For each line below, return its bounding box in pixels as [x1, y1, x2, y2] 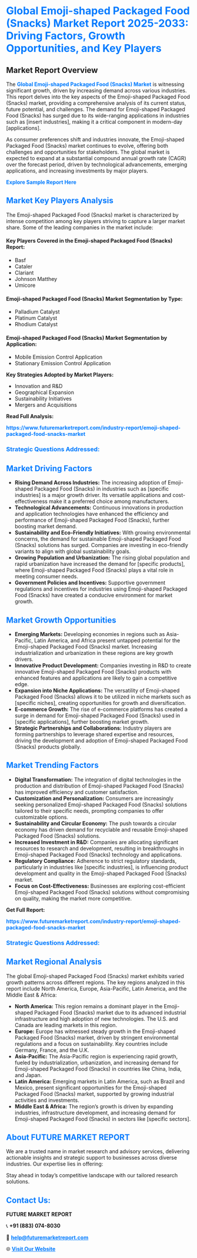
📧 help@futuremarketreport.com [6, 1234, 89, 1241]
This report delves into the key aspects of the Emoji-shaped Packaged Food [6, 93, 190, 100]
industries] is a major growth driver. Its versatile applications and [14, 492, 172, 499]
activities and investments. [14, 1097, 79, 1104]
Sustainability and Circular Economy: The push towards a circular [14, 820, 177, 827]
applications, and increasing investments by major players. [6, 167, 148, 174]
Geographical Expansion [14, 389, 75, 396]
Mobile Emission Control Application [14, 353, 103, 360]
